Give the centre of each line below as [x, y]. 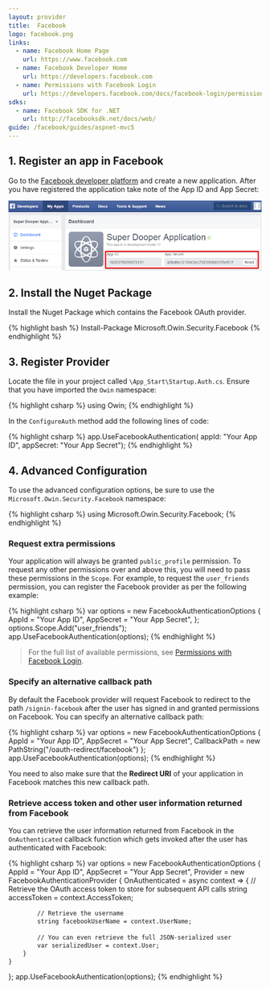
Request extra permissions [62, 543]
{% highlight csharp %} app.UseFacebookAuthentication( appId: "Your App [133, 437]
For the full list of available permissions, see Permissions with [130, 652]
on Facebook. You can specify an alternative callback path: [106, 717]
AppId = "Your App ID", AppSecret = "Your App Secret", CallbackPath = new [135, 741]
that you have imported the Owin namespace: [82, 390]
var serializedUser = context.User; [98, 945]
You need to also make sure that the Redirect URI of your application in [126, 773]
